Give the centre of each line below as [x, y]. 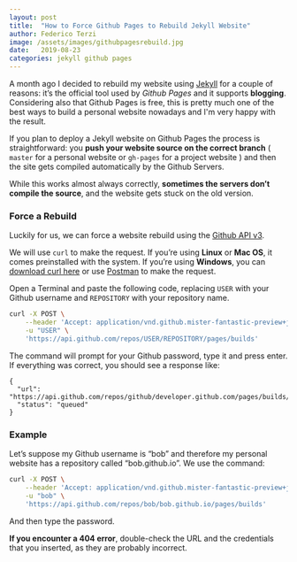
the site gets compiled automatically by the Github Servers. [117, 166]
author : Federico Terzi [53, 34]
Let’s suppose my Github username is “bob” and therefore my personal [138, 454]
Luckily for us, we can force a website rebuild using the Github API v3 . [137, 235]
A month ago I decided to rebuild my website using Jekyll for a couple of [141, 84]
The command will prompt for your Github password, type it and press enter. [148, 356]
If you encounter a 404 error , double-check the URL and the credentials [141, 538]
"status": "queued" [53, 404]
